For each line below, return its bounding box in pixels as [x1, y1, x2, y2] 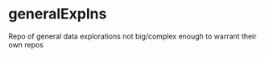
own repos [8, 39, 44, 49]
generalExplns [8, 5, 107, 23]
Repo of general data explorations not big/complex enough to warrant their [8, 31, 257, 41]
